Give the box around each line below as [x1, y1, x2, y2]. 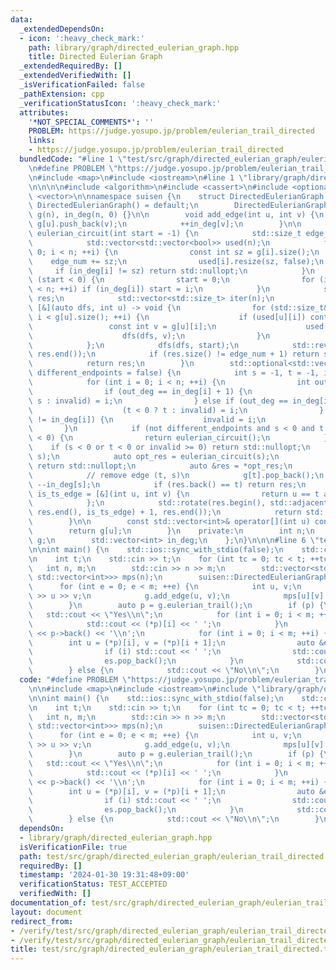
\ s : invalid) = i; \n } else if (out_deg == [28, 396, 288, 406]
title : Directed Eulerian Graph [28, 52, 163, 62]
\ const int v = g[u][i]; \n [28, 321, 217, 331]
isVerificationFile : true [19, 842, 128, 852]
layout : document [10, 907, 83, 917]
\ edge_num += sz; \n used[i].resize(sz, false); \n [28, 256, 325, 266]
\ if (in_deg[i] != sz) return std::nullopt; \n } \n [28, 266, 315, 276]
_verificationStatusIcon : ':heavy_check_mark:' [19, 98, 222, 108]
